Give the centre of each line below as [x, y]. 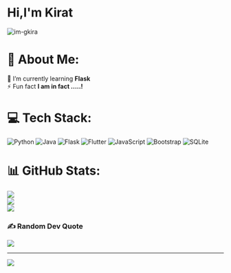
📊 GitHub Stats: [54, 171]
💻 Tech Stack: [49, 118]
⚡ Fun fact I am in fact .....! [45, 86]
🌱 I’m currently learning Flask [49, 78]
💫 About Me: [43, 59]
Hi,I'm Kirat [40, 13]
